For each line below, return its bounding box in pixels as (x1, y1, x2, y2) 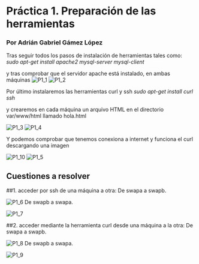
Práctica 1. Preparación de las (6, 4, 156, 18)
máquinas (6, 76, 31, 83)
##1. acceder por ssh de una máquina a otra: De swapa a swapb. (6, 187, 167, 194)
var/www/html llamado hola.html (6, 112, 87, 119)
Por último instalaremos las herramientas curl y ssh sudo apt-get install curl (6, 88, 194, 95)
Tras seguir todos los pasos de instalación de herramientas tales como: (6, 52, 183, 59)
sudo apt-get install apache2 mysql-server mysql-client (6, 58, 145, 65)
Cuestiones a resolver (6, 171, 90, 181)
